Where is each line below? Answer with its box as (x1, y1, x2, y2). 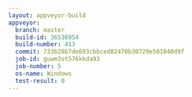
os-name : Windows (15, 70, 72, 77)
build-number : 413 (15, 41, 76, 48)
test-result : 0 (15, 77, 65, 84)
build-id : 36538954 (15, 33, 79, 41)
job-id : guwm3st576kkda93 (15, 56, 101, 63)
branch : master (15, 26, 65, 34)
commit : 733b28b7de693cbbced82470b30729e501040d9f (15, 48, 185, 56)
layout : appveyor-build (8, 11, 87, 20)
